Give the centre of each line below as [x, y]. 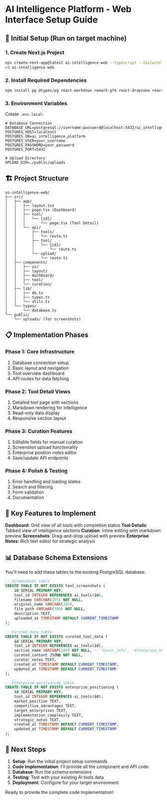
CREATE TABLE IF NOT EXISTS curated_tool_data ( [56, 637]
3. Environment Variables [36, 103]
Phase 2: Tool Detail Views [38, 391]
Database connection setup [41, 362]
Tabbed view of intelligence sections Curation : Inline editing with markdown [83, 531]
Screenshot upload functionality [45, 447]
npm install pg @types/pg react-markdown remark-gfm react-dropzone [78, 90]
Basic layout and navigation [41, 368]
